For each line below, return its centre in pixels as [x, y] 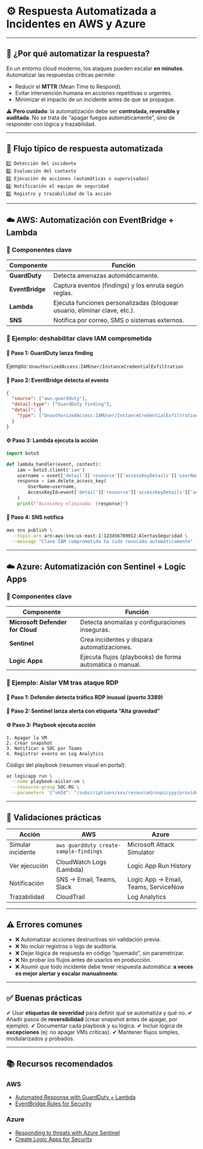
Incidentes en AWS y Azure [76, 24]
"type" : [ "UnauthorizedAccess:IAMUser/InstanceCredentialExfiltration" [109, 416]
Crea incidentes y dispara [116, 640]
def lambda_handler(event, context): [54, 464]
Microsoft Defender [38, 622]
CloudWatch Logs [81, 862]
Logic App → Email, [155, 879]
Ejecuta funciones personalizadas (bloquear [116, 303]
